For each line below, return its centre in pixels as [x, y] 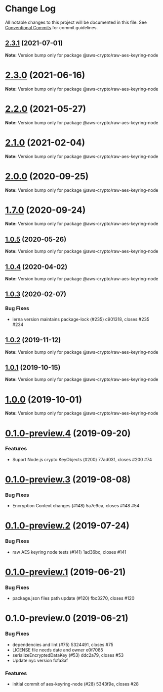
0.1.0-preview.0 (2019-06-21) [67, 618]
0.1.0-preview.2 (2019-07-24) [67, 526]
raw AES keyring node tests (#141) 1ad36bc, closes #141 [69, 552]
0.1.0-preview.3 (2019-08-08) [68, 479]
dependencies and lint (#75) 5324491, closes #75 [63, 644]
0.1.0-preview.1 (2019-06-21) [65, 572]
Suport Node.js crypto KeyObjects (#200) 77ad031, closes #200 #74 [82, 459]
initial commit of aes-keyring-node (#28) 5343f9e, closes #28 [76, 684]
